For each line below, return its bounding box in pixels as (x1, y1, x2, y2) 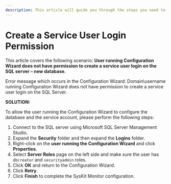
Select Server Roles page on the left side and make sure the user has (12, 151, 159, 157)
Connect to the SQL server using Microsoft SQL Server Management (12, 124, 157, 130)
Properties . (12, 146, 37, 152)
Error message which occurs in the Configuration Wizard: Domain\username (5, 78, 166, 84)
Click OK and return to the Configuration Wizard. (12, 162, 115, 168)
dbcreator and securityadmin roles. (12, 156, 87, 163)
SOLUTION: (5, 99, 31, 105)
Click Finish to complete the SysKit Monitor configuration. (12, 173, 135, 179)
